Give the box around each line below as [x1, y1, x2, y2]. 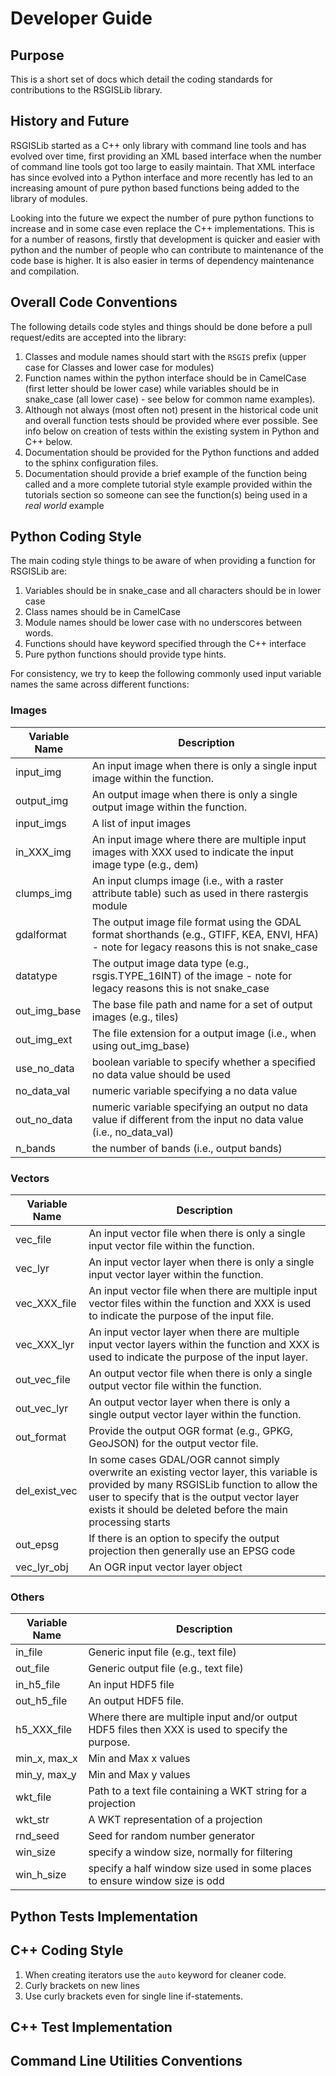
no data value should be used [91, 1067, 231, 1081]
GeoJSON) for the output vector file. [88, 1437, 259, 1451]
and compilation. [10, 265, 80, 277]
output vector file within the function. [88, 1379, 262, 1393]
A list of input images [91, 816, 192, 830]
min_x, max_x [15, 1752, 78, 1766]
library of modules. [10, 192, 88, 204]
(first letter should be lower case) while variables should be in [24, 382, 280, 394]
